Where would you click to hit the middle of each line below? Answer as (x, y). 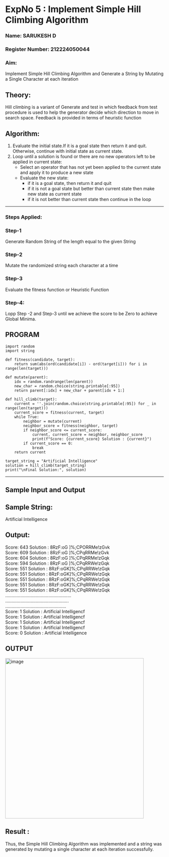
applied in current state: (37, 162)
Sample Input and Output (45, 490)
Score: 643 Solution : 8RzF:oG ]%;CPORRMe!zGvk (58, 547)
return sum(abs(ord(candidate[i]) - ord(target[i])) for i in (81, 364)
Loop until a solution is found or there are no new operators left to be (84, 156)
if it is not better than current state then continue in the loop (89, 199)
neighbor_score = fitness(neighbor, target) (71, 426)
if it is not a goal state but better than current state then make (91, 188)
